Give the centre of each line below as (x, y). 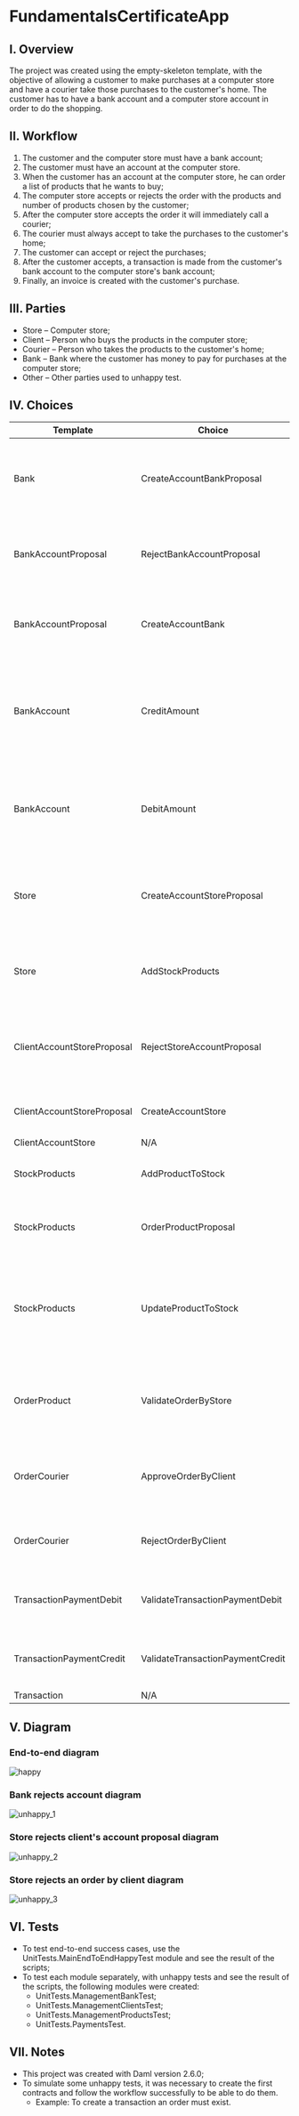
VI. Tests (34, 1927)
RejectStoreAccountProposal (201, 1047)
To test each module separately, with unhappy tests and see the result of (156, 1976)
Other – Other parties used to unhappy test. (102, 377)
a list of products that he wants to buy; (93, 186)
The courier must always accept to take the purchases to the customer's (155, 233)
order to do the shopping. (56, 108)
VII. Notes (37, 2052)
